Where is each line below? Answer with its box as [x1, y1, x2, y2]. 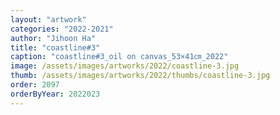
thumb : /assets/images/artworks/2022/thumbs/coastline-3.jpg [10, 71, 271, 81]
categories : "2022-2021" [10, 24, 114, 34]
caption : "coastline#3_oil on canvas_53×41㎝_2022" [10, 52, 229, 62]
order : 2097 [10, 80, 60, 90]
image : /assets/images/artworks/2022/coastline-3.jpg [10, 61, 240, 71]
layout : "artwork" [10, 14, 87, 25]
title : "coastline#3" [10, 42, 101, 53]
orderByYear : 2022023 [10, 89, 101, 99]
